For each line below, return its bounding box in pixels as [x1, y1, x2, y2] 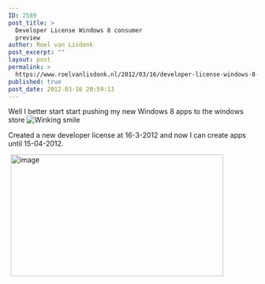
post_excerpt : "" [8, 48, 65, 56]
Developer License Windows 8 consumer [15, 26, 144, 34]
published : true [8, 78, 62, 85]
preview [15, 33, 41, 42]
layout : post [8, 56, 51, 64]
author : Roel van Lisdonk [8, 41, 93, 49]
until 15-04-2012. [8, 139, 64, 149]
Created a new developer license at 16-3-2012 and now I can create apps [8, 131, 247, 140]
